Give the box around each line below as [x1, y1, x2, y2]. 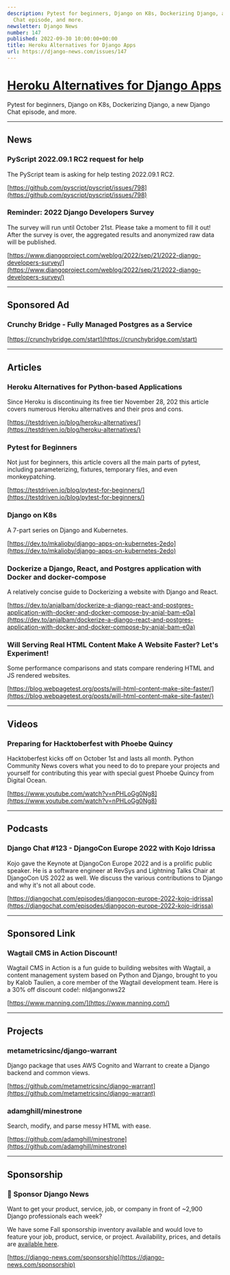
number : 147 [7, 29, 41, 36]
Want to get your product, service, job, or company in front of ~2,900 [7, 1205, 203, 1213]
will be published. [7, 238, 57, 246]
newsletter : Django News [7, 23, 78, 29]
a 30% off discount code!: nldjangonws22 [7, 986, 125, 994]
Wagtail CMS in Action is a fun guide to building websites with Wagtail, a [7, 964, 211, 972]
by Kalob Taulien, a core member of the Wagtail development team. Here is [7, 978, 219, 987]
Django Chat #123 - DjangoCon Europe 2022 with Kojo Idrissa [7, 843, 216, 853]
